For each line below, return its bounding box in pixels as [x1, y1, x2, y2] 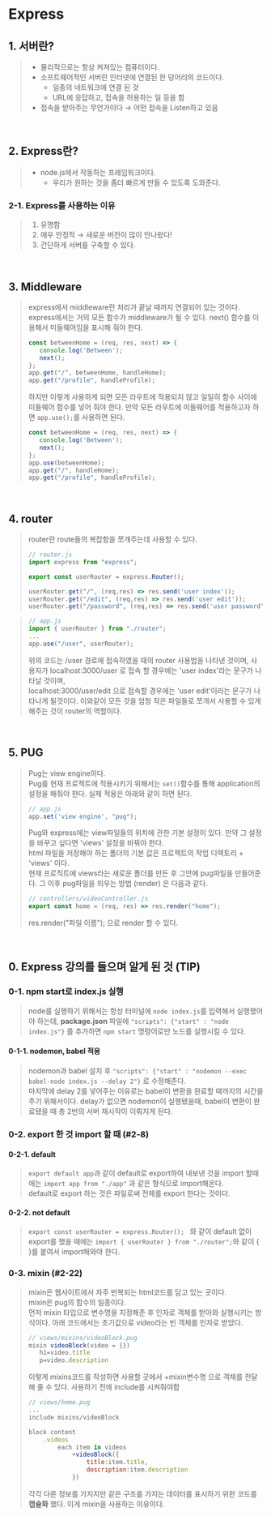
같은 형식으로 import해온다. [137, 1179, 224, 1188]
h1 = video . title [39, 1349, 91, 1357]
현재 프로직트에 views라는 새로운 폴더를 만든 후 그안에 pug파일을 [28, 868, 233, 878]
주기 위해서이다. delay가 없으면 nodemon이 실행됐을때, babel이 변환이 [28, 1096, 252, 1107]
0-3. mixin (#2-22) [8, 1268, 83, 1279]
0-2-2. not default [8, 1207, 70, 1217]
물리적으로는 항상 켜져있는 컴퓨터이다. [40, 62, 160, 71]
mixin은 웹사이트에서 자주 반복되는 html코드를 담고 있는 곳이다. [28, 1287, 227, 1297]
